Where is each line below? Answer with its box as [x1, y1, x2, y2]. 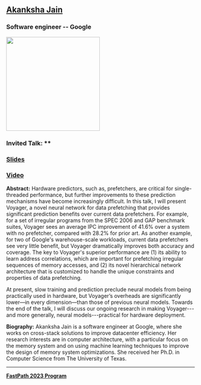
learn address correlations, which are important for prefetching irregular [6, 255, 184, 262]
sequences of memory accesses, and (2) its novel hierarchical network [6, 261, 181, 268]
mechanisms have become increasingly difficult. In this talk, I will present [6, 198, 187, 205]
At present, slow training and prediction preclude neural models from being [6, 285, 191, 293]
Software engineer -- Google [6, 23, 92, 31]
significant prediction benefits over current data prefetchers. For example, [6, 210, 189, 217]
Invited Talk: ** [6, 139, 51, 147]
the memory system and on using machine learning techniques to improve [6, 342, 190, 349]
